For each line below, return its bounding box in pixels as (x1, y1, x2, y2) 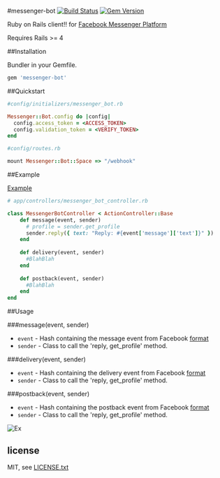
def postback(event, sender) (20, 275, 105, 282)
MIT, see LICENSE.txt (7, 463, 68, 471)
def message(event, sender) (20, 217, 101, 224)
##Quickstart (7, 87, 45, 95)
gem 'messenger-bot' (7, 74, 68, 81)
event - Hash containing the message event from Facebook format (17, 334, 210, 342)
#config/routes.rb (7, 145, 61, 152)
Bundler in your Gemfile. (7, 61, 78, 69)
